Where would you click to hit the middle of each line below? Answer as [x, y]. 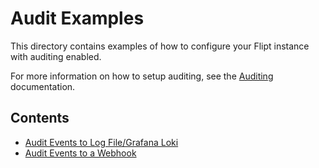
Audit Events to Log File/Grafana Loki [101, 142]
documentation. [43, 86]
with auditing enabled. [56, 56]
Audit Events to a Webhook [80, 153]
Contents [40, 118]
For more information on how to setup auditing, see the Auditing [142, 76]
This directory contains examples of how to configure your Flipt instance [160, 46]
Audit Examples [77, 18]
